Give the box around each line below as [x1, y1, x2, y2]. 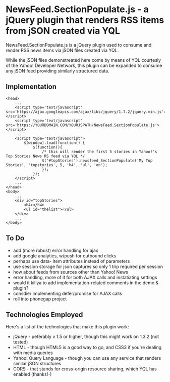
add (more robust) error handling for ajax [13, 247, 98, 253]
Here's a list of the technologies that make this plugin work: [6, 324, 129, 330]
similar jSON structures [13, 361, 62, 367]
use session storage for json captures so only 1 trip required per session [13, 263, 163, 270]
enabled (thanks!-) [13, 371, 52, 377]
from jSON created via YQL [6, 25, 121, 36]
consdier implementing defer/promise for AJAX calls [13, 290, 123, 296]
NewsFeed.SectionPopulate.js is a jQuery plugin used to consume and [6, 42, 152, 48]
